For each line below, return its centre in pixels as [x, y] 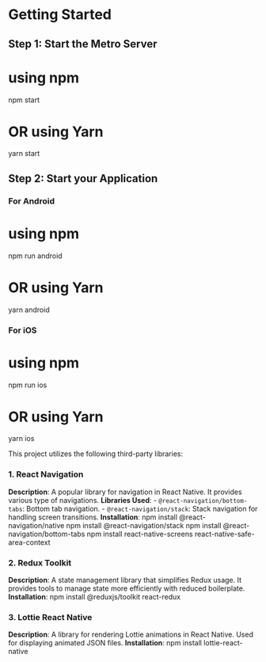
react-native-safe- [224, 534]
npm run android [35, 256]
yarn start [24, 154]
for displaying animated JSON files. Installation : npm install [105, 643]
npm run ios [28, 385]
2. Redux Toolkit [40, 562]
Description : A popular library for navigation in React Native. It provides [125, 492]
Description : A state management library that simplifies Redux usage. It [125, 580]
